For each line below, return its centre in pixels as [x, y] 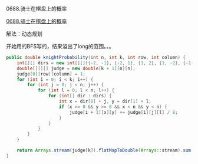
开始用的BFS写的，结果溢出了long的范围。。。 [60, 46]
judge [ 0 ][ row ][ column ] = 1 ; [51, 74]
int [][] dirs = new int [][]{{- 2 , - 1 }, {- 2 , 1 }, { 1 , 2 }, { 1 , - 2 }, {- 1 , [105, 63]
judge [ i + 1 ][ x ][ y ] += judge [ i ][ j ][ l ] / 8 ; [123, 112]
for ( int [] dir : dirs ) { [80, 96]
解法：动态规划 [24, 34]
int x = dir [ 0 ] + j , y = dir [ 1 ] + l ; [105, 101]
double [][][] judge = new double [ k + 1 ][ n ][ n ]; [76, 68]
